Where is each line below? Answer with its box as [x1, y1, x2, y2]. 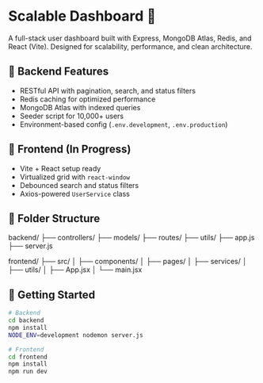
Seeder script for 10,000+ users [19, 111, 124, 121]
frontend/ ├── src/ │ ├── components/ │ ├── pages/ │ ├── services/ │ [8, 257, 247, 266]
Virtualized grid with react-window [19, 172, 131, 182]
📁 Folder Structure [8, 212, 101, 225]
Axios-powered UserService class [19, 189, 131, 198]
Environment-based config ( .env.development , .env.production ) [19, 119, 228, 129]
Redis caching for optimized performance [19, 94, 156, 104]
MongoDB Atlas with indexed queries [19, 102, 141, 112]
